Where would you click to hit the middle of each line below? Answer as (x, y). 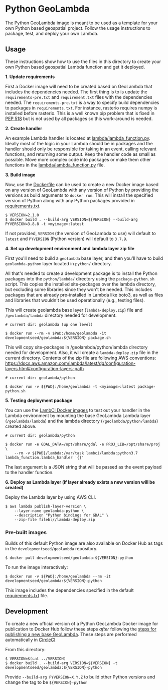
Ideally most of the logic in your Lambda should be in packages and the (79, 143)
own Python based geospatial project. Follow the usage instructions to (78, 28)
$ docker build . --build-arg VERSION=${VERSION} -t (61, 663)
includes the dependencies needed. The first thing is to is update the (76, 92)
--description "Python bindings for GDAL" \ (61, 515)
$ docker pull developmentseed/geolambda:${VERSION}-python (69, 558)
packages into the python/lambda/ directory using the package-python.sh (80, 278)
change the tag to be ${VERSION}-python (46, 682)
